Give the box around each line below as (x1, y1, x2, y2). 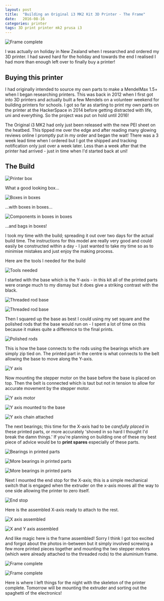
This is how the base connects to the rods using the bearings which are (5, 345, 149, 351)
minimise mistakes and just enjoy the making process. (5, 248, 114, 254)
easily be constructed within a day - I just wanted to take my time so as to (5, 243, 154, 249)
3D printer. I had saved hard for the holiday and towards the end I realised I (5, 54, 156, 60)
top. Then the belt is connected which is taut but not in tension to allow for (5, 380, 155, 386)
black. (5, 287, 18, 293)
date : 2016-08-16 (5, 16, 45, 21)
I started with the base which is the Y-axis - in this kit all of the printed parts (5, 276, 158, 283)
